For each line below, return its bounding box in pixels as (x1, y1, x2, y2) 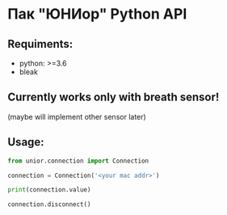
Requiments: (7, 37, 74, 51)
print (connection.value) (7, 186, 91, 194)
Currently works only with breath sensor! (7, 91, 220, 104)
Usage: (7, 135, 45, 150)
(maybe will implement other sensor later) (7, 112, 146, 121)
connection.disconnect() (7, 200, 91, 209)
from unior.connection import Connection (7, 157, 149, 165)
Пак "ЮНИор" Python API (7, 5, 187, 23)
